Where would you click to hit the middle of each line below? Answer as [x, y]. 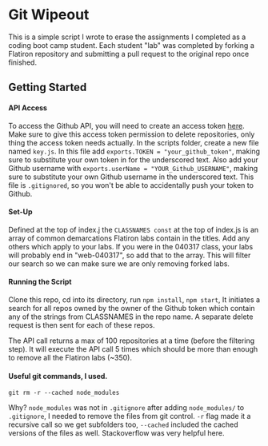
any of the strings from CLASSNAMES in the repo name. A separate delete [131, 317]
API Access [28, 108]
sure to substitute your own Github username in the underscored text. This [131, 177]
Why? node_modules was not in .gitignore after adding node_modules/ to [126, 408]
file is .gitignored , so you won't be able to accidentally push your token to [131, 185]
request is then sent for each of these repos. [82, 325]
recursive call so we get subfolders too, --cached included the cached [123, 424]
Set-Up [21, 212]
